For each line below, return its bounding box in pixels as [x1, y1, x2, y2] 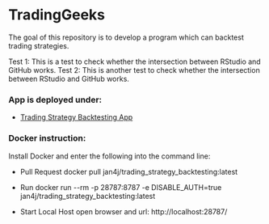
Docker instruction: [8, 133, 86, 144]
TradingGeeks [8, 6, 106, 24]
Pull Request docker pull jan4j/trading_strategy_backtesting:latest [19, 167, 238, 176]
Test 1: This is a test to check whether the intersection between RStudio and [8, 57, 261, 66]
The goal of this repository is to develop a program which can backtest [8, 32, 244, 42]
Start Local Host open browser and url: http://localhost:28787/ [19, 206, 228, 216]
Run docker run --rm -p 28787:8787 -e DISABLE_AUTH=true [19, 182, 222, 192]
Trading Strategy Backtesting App [19, 112, 133, 122]
